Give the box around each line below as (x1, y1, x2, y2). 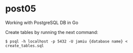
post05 (5, 3, 36, 14)
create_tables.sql (5, 43, 44, 48)
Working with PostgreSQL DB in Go (5, 19, 78, 25)
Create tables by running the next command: (5, 29, 99, 35)
